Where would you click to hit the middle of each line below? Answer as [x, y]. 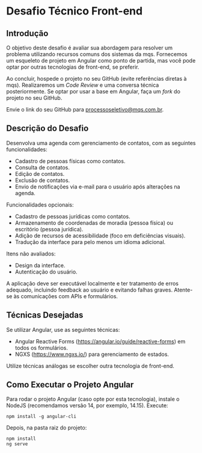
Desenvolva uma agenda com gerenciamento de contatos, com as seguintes [101, 143]
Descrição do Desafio [47, 129]
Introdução [27, 33]
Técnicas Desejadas [45, 315]
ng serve [17, 444]
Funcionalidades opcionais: [40, 205]
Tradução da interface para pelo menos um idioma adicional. [90, 242]
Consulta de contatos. [42, 167]
